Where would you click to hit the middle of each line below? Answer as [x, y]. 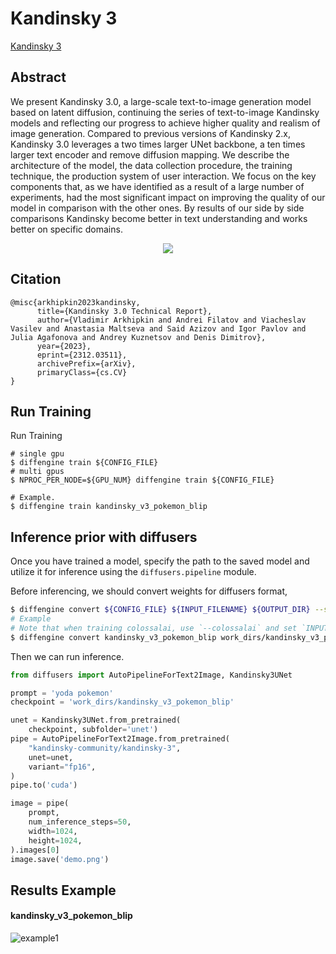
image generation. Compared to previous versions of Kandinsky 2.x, [151, 133]
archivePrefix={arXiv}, [86, 363]
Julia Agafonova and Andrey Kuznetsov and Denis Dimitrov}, [138, 337]
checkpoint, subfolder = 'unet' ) [93, 730]
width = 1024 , [53, 831]
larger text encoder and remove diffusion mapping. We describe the [150, 154]
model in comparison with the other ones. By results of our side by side [157, 208]
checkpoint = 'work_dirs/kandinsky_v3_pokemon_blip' [122, 702]
